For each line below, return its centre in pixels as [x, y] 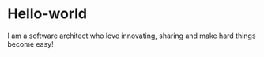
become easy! [30, 44]
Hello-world [47, 14]
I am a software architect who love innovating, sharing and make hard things [132, 36]
